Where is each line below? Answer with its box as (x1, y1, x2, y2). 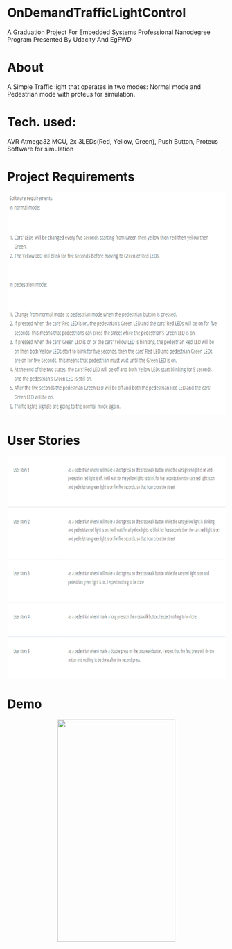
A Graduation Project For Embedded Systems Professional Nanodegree (7, 28, 211, 36)
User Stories (7, 432, 80, 448)
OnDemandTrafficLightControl (7, 5, 186, 21)
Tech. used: (7, 115, 77, 130)
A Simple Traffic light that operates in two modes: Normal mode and (7, 82, 202, 91)
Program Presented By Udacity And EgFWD (7, 35, 132, 43)
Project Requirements (7, 169, 135, 185)
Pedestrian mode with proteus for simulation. (7, 90, 136, 98)
